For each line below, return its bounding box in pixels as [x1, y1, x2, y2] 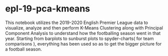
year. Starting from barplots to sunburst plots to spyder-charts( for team [5, 35, 154, 41]
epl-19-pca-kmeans [5, 3, 90, 14]
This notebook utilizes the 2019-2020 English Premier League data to [5, 19, 148, 25]
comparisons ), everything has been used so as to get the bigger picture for [5, 40, 162, 46]
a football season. [5, 46, 42, 52]
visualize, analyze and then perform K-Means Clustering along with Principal [5, 24, 163, 30]
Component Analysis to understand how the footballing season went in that [5, 30, 161, 36]
